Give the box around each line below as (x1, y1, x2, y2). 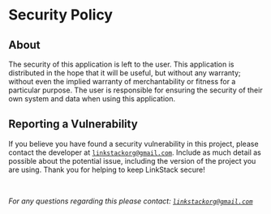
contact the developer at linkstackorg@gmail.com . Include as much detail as (8, 148, 261, 157)
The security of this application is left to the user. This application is (8, 59, 234, 69)
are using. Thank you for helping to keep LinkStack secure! (8, 165, 205, 174)
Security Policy (8, 6, 114, 24)
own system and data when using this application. (8, 94, 176, 103)
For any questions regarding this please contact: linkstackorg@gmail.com (8, 196, 253, 206)
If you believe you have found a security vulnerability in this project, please (8, 139, 259, 148)
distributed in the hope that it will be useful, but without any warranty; (8, 68, 241, 78)
